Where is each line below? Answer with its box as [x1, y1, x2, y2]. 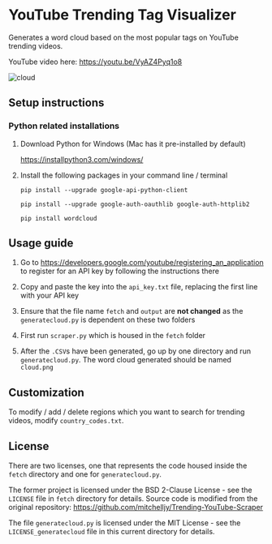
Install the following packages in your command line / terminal [19, 170, 228, 180]
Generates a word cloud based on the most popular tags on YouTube [8, 32, 240, 42]
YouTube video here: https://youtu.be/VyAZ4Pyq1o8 [8, 57, 183, 66]
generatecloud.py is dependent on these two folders [19, 315, 196, 325]
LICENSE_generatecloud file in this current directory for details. [8, 527, 215, 537]
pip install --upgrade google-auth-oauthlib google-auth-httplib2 [19, 200, 250, 208]
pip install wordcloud [19, 214, 97, 222]
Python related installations [8, 120, 120, 131]
